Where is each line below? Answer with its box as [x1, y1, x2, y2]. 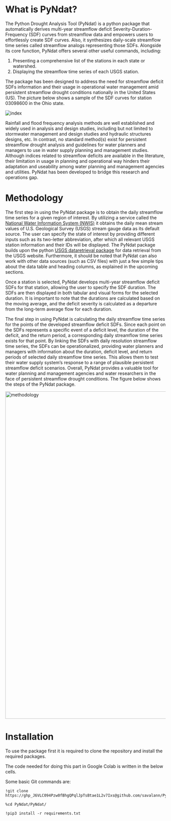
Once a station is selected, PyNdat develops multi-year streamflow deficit [5, 279, 160, 285]
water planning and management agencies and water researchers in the [5, 370, 156, 376]
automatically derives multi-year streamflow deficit [5, 26, 112, 32]
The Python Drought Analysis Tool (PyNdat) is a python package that [5, 20, 150, 27]
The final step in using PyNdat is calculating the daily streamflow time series [5, 316, 165, 322]
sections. [5, 269, 24, 275]
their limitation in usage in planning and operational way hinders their [5, 158, 150, 164]
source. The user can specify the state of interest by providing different [5, 231, 155, 237]
